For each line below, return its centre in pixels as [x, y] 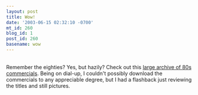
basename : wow [24, 45]
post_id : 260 [22, 39]
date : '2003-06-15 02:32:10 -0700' [50, 22]
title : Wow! [21, 17]
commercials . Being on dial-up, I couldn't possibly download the [84, 73]
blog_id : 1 [20, 33]
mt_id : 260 [20, 28]
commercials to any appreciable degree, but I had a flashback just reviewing [99, 79]
